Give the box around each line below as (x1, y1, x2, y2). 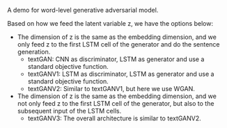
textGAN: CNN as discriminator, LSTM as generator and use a (27, 55, 205, 63)
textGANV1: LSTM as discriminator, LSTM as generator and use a (27, 70, 214, 78)
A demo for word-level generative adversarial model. (7, 6, 159, 14)
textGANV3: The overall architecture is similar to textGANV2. (27, 114, 202, 122)
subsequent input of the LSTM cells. (17, 107, 122, 115)
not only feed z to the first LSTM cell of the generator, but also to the (17, 99, 214, 107)
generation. (17, 48, 51, 56)
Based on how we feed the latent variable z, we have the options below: (7, 19, 214, 27)
